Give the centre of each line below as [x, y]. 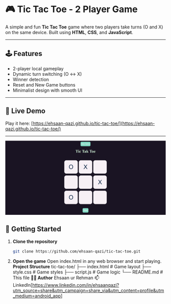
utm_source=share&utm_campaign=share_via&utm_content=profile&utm [88, 290]
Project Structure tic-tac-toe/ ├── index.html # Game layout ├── [82, 266]
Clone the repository [35, 241]
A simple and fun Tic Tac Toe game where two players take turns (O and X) [84, 27]
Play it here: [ [19, 123]
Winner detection [31, 79]
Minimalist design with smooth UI [47, 90]
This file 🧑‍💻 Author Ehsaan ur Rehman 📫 [56, 278]
